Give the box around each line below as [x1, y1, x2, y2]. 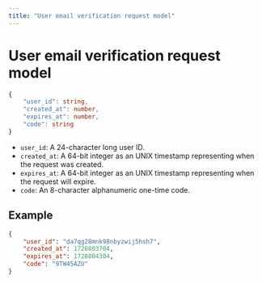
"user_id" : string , [23, 98, 89, 106]
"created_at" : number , [23, 106, 99, 114]
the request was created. [19, 159, 104, 169]
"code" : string [23, 120, 74, 129]
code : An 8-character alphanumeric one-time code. [19, 185, 190, 194]
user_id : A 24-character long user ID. [19, 142, 146, 152]
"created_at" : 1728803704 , [23, 245, 114, 253]
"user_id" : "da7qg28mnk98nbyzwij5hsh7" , [23, 237, 161, 246]
